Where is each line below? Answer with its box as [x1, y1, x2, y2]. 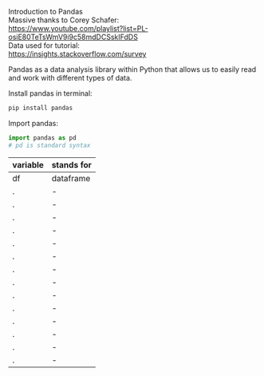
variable [12, 159, 44, 170]
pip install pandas [8, 104, 73, 112]
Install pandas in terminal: [8, 89, 93, 98]
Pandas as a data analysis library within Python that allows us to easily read [8, 65, 257, 74]
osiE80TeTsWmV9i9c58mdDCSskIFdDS [8, 32, 138, 42]
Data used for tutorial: [8, 41, 80, 50]
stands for [51, 159, 92, 170]
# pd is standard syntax [8, 141, 91, 149]
